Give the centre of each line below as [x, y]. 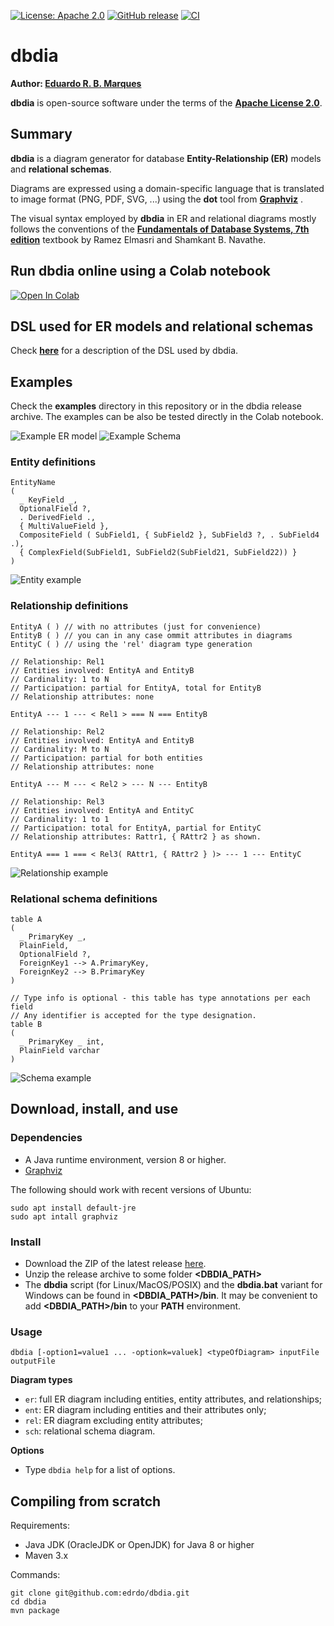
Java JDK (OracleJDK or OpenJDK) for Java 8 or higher [139, 1545]
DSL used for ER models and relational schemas [162, 326]
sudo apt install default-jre [73, 1208]
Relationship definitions [69, 606]
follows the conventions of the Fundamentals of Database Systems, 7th [160, 229]
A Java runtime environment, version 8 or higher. [125, 1159]
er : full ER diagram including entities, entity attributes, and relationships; [173, 1399]
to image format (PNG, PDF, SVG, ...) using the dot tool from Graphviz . [157, 199]
